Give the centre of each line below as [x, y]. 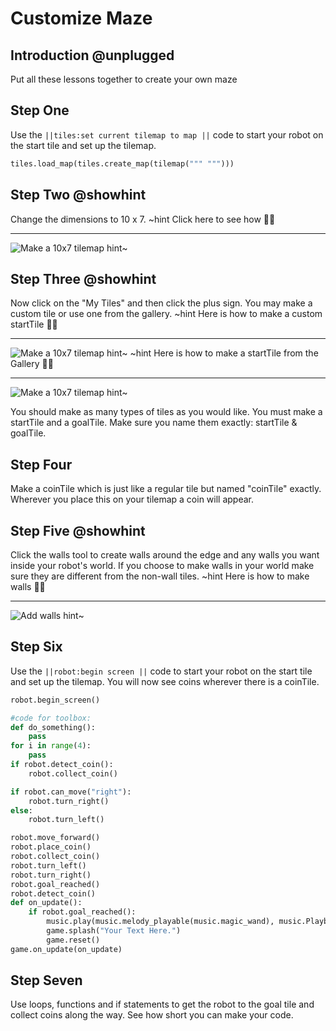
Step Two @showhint [78, 195]
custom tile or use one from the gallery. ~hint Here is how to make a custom [166, 314]
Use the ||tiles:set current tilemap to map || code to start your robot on [167, 134]
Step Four [41, 464]
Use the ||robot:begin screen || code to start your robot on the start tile [161, 671]
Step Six [36, 647]
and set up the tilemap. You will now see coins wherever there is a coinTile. [165, 681]
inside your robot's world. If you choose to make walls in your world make [162, 565]
